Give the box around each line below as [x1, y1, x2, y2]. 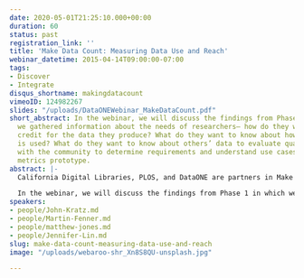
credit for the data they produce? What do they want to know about [17, 131, 281, 140]
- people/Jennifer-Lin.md [9, 231, 107, 240]
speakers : [9, 198, 47, 207]
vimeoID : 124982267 [9, 97, 83, 107]
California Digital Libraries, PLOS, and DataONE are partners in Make [17, 172, 294, 181]
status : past [9, 30, 59, 39]
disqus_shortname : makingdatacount [9, 88, 144, 97]
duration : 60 [9, 22, 59, 31]
